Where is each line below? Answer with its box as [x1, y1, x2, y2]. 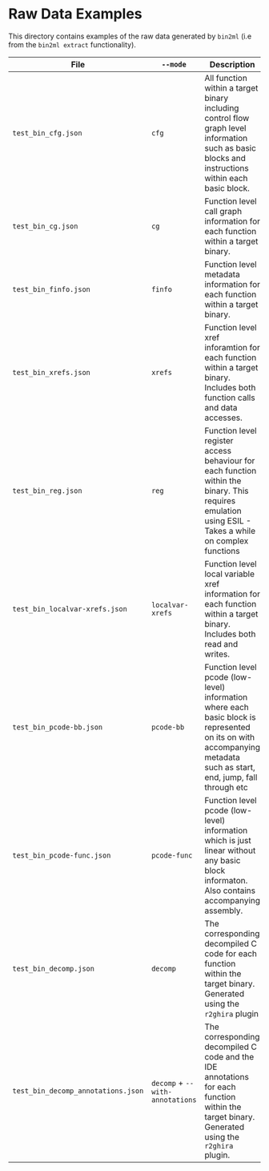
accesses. [203, 412, 243, 423]
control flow [203, 112, 250, 123]
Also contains [203, 885, 256, 896]
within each [203, 172, 248, 184]
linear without [203, 845, 256, 856]
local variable [203, 568, 255, 579]
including [203, 102, 239, 113]
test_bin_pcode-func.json [12, 850, 111, 860]
